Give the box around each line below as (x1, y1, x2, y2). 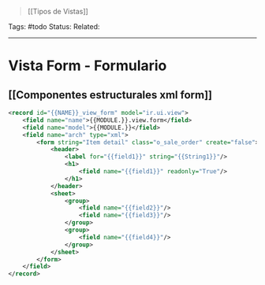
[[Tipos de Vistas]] (27, 7, 88, 16)
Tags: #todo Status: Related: (8, 22, 100, 31)
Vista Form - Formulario (8, 57, 167, 75)
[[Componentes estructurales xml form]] (8, 88, 213, 102)
